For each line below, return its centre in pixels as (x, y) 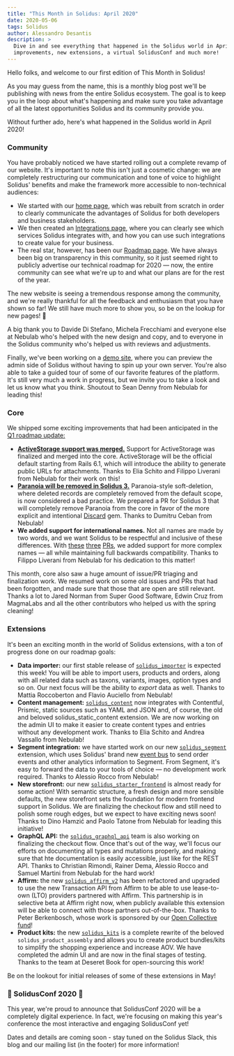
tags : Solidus (28, 27)
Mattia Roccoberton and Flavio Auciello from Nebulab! (95, 695)
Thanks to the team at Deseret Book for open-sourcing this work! (111, 962)
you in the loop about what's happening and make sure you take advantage (115, 101)
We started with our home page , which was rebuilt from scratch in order (120, 206)
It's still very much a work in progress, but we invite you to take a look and (114, 380)
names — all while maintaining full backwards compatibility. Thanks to (118, 553)
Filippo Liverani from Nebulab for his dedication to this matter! (106, 560)
